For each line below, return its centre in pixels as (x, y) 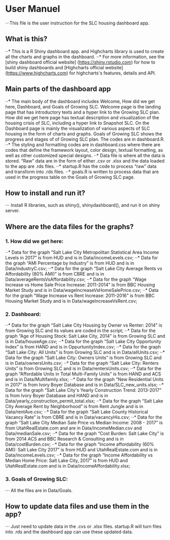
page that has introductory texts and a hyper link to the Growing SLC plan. (83, 112)
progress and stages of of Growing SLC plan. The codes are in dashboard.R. (85, 139)
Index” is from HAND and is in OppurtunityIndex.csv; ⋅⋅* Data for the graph (83, 347)
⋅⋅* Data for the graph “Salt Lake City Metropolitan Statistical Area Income (82, 252)
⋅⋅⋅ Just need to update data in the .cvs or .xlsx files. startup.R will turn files (83, 526)
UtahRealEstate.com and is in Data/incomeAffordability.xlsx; (68, 466)
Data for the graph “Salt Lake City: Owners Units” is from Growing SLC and (83, 358)
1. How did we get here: (35, 241)
